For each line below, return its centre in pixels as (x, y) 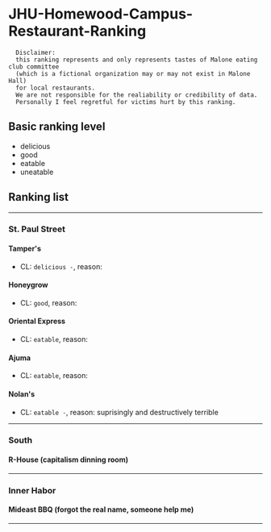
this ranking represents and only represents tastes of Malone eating (137, 60)
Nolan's (22, 394)
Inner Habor (32, 490)
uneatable (37, 172)
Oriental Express (37, 321)
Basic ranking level (57, 127)
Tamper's (25, 249)
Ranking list (38, 197)
